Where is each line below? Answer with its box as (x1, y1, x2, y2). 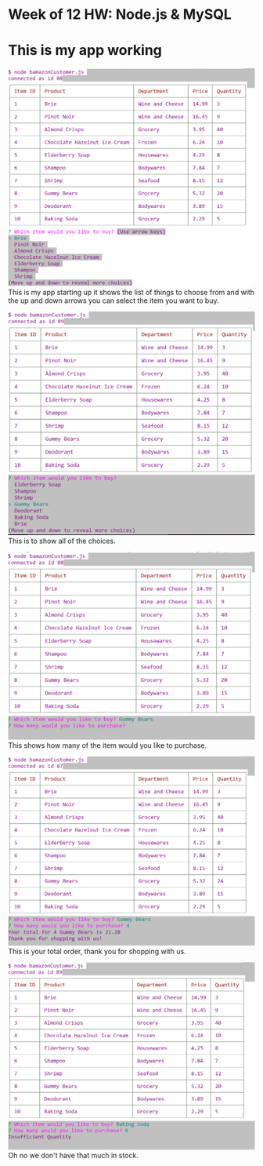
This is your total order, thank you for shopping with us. (8, 947, 186, 956)
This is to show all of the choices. (8, 536, 116, 546)
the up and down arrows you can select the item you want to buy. (8, 296, 219, 305)
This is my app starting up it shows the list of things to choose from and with (8, 287, 255, 297)
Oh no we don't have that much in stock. (8, 1150, 139, 1160)
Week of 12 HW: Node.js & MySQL (8, 5, 232, 24)
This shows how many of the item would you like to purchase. (8, 741, 207, 750)
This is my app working (8, 42, 163, 60)
